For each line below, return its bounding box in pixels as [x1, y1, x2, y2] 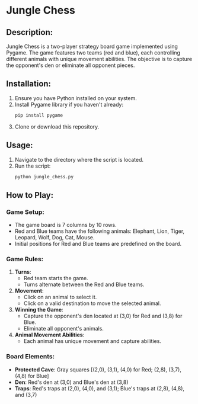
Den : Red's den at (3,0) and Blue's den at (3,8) [14, 379, 129, 386]
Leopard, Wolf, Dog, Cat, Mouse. [14, 234, 95, 241]
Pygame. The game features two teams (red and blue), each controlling [6, 49, 181, 56]
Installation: [6, 79, 52, 89]
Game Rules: [6, 255, 44, 263]
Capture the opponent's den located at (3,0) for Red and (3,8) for [23, 312, 183, 320]
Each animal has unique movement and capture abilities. [23, 338, 162, 345]
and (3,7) [14, 391, 37, 398]
